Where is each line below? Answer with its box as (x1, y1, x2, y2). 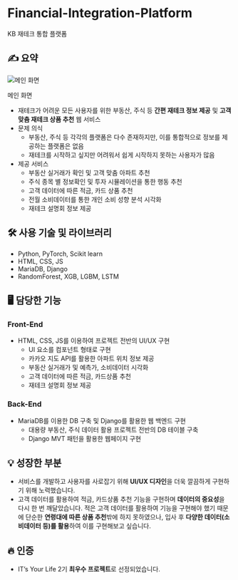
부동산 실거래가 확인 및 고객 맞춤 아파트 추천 (28, 168, 150, 177)
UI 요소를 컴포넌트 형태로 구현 (28, 346, 112, 354)
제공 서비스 (17, 159, 49, 168)
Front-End (7, 319, 43, 329)
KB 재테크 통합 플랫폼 (7, 29, 68, 38)
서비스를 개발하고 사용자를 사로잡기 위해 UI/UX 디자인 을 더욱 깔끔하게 (17, 477, 211, 486)
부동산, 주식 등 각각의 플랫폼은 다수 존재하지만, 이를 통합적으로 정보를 (28, 133, 221, 141)
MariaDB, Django (17, 264, 68, 273)
